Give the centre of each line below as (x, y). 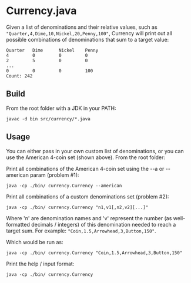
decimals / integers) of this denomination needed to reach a (104, 224)
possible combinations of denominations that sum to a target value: (88, 39)
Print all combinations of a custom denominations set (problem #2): (88, 196)
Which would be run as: (35, 242)
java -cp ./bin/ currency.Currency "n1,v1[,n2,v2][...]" (77, 207)
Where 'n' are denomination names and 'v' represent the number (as (89, 218)
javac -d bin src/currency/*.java (48, 119)
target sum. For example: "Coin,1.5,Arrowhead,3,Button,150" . (81, 231)
